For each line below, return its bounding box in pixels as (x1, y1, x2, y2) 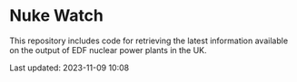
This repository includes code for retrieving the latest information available (9, 35, 289, 46)
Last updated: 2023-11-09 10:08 (9, 62, 130, 73)
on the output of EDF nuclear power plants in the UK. (9, 44, 207, 55)
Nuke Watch (9, 5, 104, 26)
